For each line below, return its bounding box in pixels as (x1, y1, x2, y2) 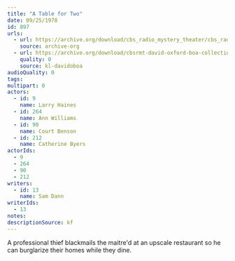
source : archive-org (20, 43, 80, 50)
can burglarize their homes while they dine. (7, 246, 131, 254)
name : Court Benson (20, 128, 77, 135)
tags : (7, 75, 23, 83)
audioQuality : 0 (7, 69, 55, 76)
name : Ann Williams (20, 114, 77, 121)
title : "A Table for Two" (7, 10, 83, 18)
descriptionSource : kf (7, 219, 73, 226)
